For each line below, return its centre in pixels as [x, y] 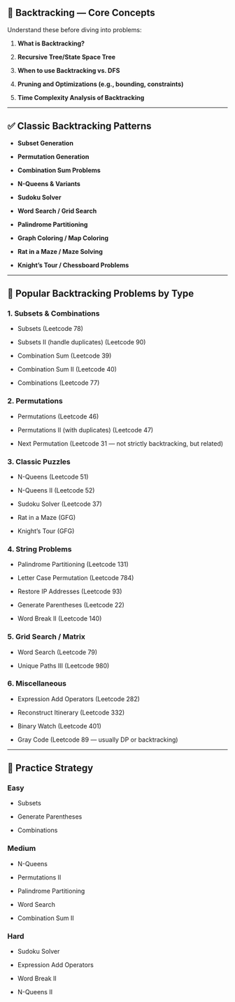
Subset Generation [45, 143]
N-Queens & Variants [49, 183]
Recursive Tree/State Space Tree [66, 57]
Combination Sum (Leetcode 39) [64, 356]
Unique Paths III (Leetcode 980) [63, 665]
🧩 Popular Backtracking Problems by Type [101, 294]
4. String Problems [40, 549]
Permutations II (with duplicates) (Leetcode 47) [85, 430]
